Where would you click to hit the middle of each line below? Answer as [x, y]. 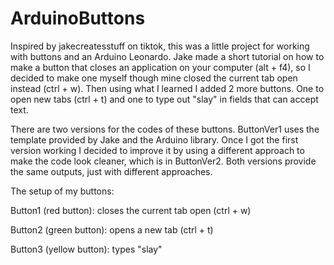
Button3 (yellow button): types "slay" [86, 249]
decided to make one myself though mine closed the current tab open [154, 78]
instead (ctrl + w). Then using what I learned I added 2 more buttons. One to [167, 88]
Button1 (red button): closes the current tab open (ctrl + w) [131, 210]
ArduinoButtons [78, 18]
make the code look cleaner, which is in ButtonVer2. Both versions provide [163, 161]
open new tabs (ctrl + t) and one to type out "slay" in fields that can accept [164, 99]
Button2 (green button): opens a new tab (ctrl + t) [112, 229]
